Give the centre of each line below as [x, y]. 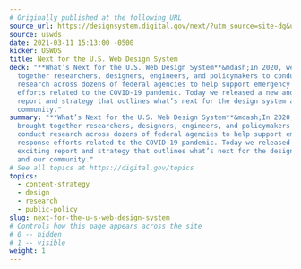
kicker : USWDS [36, 51]
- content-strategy [54, 185]
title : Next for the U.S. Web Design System [94, 59]
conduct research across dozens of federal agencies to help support [150, 134]
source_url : [31, 26]
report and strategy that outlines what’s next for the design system [152, 101]
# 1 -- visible [38, 243]
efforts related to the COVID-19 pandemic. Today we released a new [148, 92]
